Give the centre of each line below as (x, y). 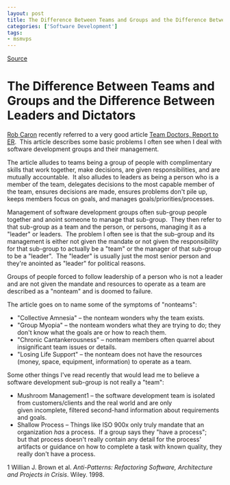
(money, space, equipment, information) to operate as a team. (104, 362)
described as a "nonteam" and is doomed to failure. (80, 291)
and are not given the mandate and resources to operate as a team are (106, 284)
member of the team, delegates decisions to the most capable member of (111, 184)
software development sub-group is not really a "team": (86, 383)
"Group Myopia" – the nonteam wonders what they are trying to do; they (119, 325)
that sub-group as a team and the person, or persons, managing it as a (107, 227)
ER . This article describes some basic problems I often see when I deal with (115, 142)
